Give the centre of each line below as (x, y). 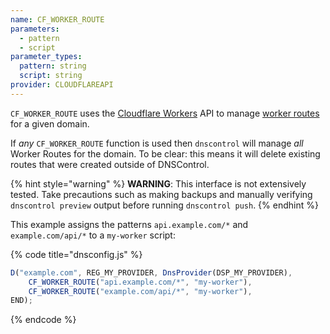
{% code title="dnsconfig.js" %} (76, 254)
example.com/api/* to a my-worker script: (93, 235)
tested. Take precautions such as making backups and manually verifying (161, 194)
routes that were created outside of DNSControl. (110, 164)
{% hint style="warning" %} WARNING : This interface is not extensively (158, 183)
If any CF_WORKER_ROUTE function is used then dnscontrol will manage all (157, 143)
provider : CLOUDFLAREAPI (62, 85)
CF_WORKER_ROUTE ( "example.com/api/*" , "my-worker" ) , (140, 291)
